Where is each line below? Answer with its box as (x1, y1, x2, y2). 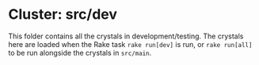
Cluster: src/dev (8, 5, 117, 23)
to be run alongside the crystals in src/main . (8, 48, 152, 57)
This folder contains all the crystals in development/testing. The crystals (8, 31, 244, 41)
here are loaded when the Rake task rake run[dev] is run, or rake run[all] (8, 39, 253, 49)
